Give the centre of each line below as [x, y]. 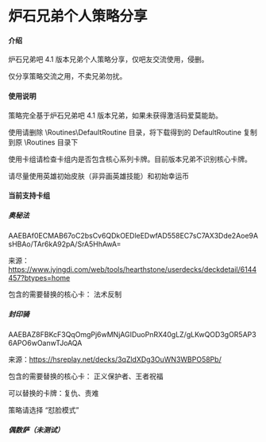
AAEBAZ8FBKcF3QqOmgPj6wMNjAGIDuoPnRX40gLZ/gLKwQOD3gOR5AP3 [132, 335]
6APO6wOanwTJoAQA [45, 343]
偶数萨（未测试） [36, 429]
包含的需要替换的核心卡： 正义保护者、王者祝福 [86, 376]
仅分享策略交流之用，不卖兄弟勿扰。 [67, 76]
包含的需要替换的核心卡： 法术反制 [65, 294]
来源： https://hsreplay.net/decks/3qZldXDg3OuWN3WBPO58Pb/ [115, 359]
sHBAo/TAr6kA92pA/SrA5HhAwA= [65, 244]
